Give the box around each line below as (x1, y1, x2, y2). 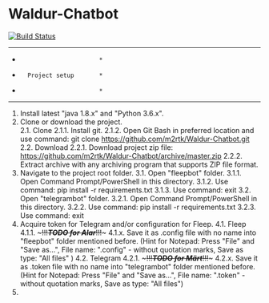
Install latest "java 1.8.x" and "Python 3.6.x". (19, 108, 164, 118)
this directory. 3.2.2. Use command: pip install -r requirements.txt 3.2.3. (19, 202, 256, 212)
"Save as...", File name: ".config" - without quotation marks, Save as (19, 244, 244, 254)
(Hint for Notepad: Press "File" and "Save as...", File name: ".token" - (19, 270, 246, 280)
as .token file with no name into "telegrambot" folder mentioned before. (19, 261, 256, 271)
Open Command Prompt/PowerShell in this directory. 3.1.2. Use (19, 176, 229, 186)
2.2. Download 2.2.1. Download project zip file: (19, 142, 174, 152)
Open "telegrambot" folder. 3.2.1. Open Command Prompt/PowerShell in (19, 193, 258, 203)
